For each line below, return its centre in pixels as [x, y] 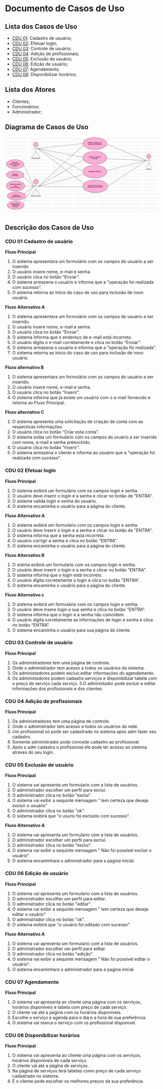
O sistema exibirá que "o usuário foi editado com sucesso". [71, 924]
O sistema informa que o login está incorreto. [57, 575]
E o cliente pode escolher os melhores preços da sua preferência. [78, 1081]
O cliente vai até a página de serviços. [50, 1066]
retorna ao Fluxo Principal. [38, 403]
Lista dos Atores [30, 90]
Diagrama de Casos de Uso [47, 127]
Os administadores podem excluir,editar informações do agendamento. [83, 673]
